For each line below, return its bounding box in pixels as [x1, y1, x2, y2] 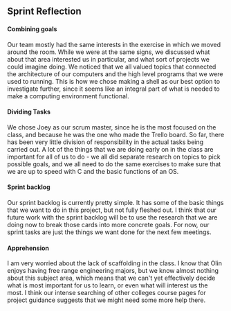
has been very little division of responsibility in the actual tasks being [7, 138, 204, 146]
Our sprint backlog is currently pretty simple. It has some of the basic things [7, 199, 224, 206]
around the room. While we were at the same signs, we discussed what [7, 48, 210, 56]
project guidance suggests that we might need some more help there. [7, 296, 206, 304]
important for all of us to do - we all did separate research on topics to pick [7, 152, 221, 161]
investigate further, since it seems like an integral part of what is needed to [7, 85, 220, 93]
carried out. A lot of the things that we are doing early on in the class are [7, 145, 214, 153]
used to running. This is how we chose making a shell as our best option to [7, 77, 220, 85]
